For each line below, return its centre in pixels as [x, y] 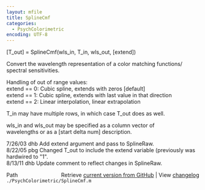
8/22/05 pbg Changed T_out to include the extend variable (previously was [101, 150]
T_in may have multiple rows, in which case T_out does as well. [86, 114]
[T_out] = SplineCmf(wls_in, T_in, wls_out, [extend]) [71, 52]
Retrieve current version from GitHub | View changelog [130, 175]
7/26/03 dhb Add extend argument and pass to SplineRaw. [80, 144]
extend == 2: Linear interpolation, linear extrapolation [73, 102]
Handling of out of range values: [47, 82]
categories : [21, 23]
